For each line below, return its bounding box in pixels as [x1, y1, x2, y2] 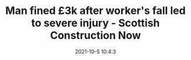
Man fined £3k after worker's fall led [5, 4, 186, 17]
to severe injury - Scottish [31, 16, 160, 30]
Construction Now [50, 29, 141, 42]
